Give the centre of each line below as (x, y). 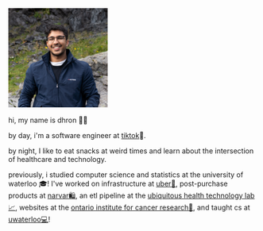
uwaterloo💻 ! (29, 219)
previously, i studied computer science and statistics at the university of (126, 175)
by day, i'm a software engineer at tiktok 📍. (77, 135)
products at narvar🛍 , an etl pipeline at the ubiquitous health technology (126, 195)
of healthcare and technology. (58, 159)
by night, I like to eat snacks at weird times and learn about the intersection (131, 151)
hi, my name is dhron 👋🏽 (48, 120)
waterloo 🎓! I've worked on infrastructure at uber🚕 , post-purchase (118, 183)
